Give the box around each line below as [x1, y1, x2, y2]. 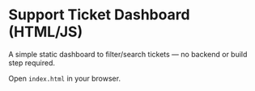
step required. [8, 58, 55, 68]
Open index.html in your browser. [8, 73, 121, 83]
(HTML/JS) [8, 23, 83, 41]
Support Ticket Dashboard [8, 6, 190, 24]
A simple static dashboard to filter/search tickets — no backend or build [8, 49, 248, 59]
